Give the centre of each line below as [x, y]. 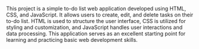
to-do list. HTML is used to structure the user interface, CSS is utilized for [96, 21]
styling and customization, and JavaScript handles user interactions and [94, 27]
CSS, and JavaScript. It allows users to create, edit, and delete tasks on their [100, 15]
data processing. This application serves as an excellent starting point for [96, 34]
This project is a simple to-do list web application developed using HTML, [96, 9]
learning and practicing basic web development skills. [72, 40]
